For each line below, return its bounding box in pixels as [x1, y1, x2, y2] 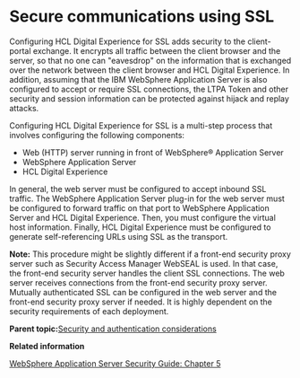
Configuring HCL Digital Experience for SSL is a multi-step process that [9, 119, 273, 131]
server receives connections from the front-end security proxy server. [9, 277, 268, 288]
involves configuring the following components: [9, 129, 185, 140]
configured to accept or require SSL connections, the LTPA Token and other [9, 84, 289, 94]
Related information [9, 340, 85, 351]
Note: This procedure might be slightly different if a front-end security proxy [9, 249, 291, 259]
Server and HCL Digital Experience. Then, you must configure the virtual [9, 212, 276, 223]
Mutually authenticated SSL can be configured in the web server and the [9, 286, 278, 297]
